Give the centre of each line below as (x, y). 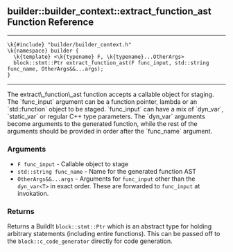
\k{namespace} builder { (43, 51)
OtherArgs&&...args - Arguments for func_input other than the (106, 179)
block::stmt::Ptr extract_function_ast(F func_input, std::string (111, 63)
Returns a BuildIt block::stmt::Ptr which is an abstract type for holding (110, 226)
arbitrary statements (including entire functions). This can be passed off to (114, 234)
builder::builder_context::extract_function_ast (109, 11)
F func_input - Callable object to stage (73, 164)
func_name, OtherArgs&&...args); (55, 69)
